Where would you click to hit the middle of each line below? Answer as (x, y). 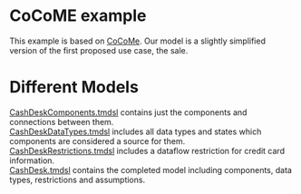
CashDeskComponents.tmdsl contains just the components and (128, 112)
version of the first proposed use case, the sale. (99, 50)
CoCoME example (78, 16)
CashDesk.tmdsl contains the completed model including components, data (151, 170)
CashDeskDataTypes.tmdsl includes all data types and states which (136, 131)
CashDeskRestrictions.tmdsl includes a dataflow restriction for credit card (147, 150)
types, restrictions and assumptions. (78, 179)
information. (32, 160)
